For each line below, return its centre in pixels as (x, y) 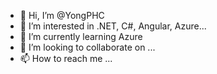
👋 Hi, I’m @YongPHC (62, 15)
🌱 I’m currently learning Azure (81, 36)
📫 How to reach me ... (66, 58)
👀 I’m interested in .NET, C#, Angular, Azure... (113, 26)
